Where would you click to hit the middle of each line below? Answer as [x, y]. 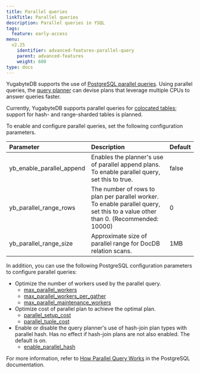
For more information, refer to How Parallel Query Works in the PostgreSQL [98, 359]
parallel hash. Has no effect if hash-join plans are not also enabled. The [102, 334]
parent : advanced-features [50, 56]
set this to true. [112, 179]
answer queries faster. [34, 97]
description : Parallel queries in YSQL [56, 23]
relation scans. [112, 251]
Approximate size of [119, 236]
